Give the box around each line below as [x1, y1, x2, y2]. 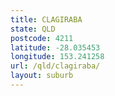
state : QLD [10, 24, 56, 34]
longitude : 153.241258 [10, 52, 105, 62]
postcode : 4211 [10, 33, 74, 43]
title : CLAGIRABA [10, 14, 83, 25]
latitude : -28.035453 [10, 42, 101, 53]
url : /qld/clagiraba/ [10, 61, 101, 71]
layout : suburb [10, 71, 74, 81]
